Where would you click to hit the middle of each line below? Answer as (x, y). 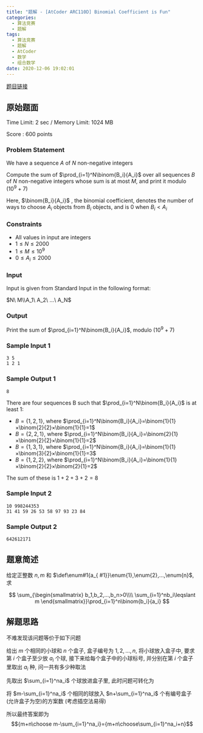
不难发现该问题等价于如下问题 (43, 638)
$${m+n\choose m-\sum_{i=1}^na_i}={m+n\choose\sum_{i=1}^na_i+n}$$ (102, 724)
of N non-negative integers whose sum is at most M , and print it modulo (96, 181)
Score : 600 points (29, 134)
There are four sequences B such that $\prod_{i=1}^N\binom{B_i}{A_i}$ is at (101, 403)
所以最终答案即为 (28, 714)
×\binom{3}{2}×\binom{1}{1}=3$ (56, 453)
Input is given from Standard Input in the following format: (78, 288)
